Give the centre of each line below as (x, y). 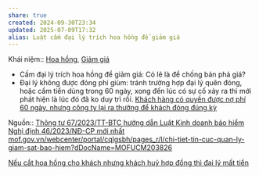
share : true (27, 15)
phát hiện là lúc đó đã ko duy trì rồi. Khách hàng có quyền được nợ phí (133, 99)
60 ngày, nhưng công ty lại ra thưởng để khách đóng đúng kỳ (118, 108)
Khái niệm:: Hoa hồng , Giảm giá (59, 59)
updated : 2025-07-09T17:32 (52, 30)
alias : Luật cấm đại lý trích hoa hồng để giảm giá (94, 37)
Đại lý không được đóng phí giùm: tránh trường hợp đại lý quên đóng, (131, 83)
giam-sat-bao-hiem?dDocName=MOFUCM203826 (90, 148)
